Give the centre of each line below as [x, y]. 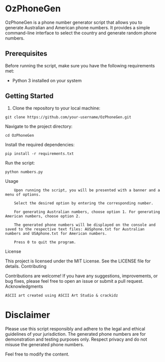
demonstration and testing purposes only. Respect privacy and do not [76, 339]
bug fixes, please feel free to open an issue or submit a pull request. [74, 281]
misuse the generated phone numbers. [45, 344]
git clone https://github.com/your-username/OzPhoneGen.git [68, 117]
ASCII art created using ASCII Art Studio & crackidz [62, 295]
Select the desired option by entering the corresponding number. [84, 203]
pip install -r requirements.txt [40, 154]
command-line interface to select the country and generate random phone [81, 33]
